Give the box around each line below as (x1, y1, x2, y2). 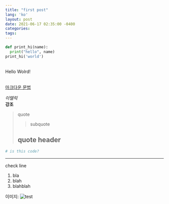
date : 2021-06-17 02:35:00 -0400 (5, 21, 75, 27)
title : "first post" (5, 7, 49, 13)
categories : (5, 26, 30, 31)
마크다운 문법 (5, 84, 31, 90)
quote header (17, 135, 61, 144)
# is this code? (5, 149, 39, 154)
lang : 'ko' (5, 12, 28, 17)
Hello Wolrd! (5, 69, 31, 75)
